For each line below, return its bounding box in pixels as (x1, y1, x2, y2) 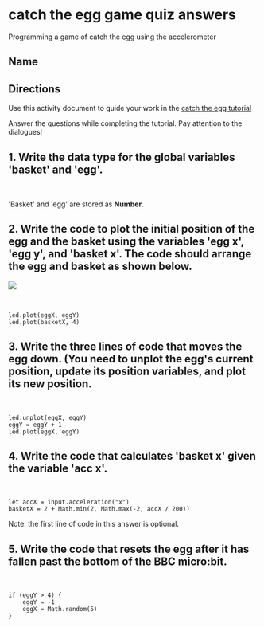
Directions (8, 82, 61, 96)
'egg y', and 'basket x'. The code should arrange (8, 247, 252, 261)
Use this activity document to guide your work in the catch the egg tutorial (8, 104, 252, 113)
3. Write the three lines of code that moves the (8, 340, 243, 354)
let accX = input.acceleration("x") (8, 498, 130, 507)
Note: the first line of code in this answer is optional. (8, 519, 179, 529)
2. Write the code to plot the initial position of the (8, 222, 255, 236)
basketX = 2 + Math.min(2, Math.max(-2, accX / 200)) (8, 505, 191, 513)
